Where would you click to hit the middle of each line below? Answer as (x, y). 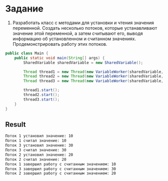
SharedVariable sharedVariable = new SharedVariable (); (83, 63)
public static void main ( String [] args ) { (60, 58)
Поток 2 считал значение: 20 (36, 159)
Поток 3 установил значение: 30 (39, 146)
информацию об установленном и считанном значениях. (74, 39)
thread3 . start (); (41, 99)
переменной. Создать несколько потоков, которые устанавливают (85, 28)
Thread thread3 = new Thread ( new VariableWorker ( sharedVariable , (94, 81)
